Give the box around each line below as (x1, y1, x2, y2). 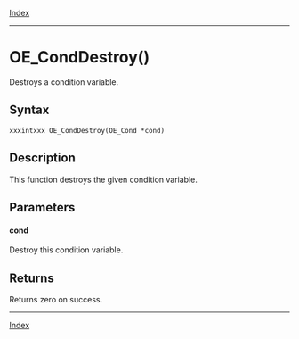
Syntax (9, 103, 50, 118)
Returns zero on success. (9, 294, 103, 304)
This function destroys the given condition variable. (9, 174, 198, 185)
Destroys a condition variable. (9, 76, 119, 87)
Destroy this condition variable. (9, 244, 124, 255)
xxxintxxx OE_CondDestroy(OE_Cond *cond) (9, 126, 166, 135)
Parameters (9, 200, 76, 215)
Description (9, 151, 76, 166)
